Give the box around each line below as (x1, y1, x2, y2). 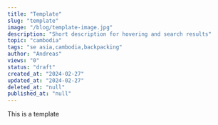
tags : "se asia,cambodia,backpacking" (7, 44, 123, 51)
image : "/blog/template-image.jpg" (7, 24, 113, 31)
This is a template (7, 110, 59, 119)
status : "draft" (7, 64, 56, 71)
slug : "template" (7, 17, 59, 24)
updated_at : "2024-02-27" (7, 76, 84, 84)
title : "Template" (7, 10, 62, 18)
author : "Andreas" (7, 51, 62, 58)
